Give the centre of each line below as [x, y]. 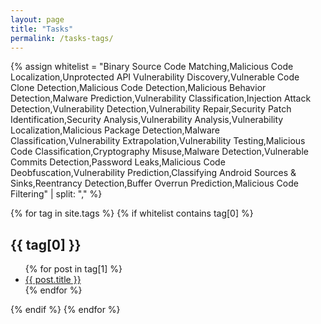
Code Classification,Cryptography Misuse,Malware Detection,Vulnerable [159, 152]
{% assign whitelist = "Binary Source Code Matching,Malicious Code [152, 67]
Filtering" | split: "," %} [56, 194]
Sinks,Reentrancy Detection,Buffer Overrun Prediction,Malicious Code [154, 183]
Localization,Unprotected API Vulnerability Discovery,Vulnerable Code [155, 77]
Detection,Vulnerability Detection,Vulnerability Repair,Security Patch [151, 109]
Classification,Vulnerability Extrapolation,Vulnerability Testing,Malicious [158, 141]
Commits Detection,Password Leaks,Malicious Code [118, 162]
